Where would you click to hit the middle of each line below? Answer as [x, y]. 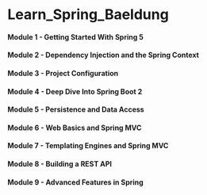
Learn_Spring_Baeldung [88, 15]
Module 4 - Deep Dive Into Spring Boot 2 [75, 91]
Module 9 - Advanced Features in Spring [75, 182]
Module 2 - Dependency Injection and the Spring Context [103, 55]
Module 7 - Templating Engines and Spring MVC [88, 146]
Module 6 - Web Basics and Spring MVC [75, 128]
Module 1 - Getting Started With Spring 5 [76, 36]
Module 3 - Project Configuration [63, 73]
